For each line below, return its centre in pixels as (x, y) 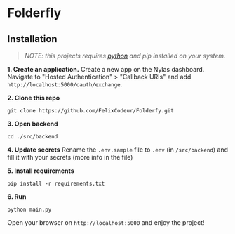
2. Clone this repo (34, 98)
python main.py (29, 209)
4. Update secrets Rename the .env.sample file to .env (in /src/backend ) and (118, 150)
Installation (32, 39)
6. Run (17, 197)
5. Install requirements (41, 171)
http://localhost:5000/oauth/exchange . (65, 84)
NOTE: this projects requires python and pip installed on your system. (125, 56)
